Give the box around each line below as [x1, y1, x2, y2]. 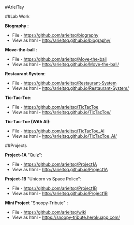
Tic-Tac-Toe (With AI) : [5, 119, 51, 124]
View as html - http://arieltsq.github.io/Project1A [12, 167, 108, 172]
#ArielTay [5, 4, 24, 10]
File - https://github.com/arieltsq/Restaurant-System [12, 80, 117, 86]
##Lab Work [5, 14, 30, 19]
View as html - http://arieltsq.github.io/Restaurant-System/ [12, 85, 129, 91]
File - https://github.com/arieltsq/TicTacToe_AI [12, 128, 105, 134]
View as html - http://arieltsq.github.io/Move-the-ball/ [12, 62, 119, 67]
